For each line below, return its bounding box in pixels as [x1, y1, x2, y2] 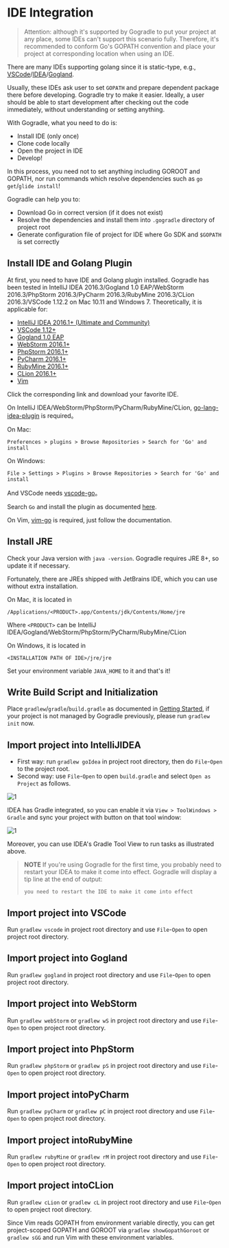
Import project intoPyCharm [7, 1089, 130, 1100]
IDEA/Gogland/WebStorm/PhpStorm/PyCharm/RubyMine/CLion [7, 627, 186, 636]
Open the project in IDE [16, 146, 84, 155]
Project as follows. [16, 779, 71, 788]
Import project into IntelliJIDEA [7, 739, 142, 750]
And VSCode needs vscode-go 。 [7, 489, 101, 497]
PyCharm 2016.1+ [16, 355, 67, 363]
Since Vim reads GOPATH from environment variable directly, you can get [7, 1218, 215, 1227]
